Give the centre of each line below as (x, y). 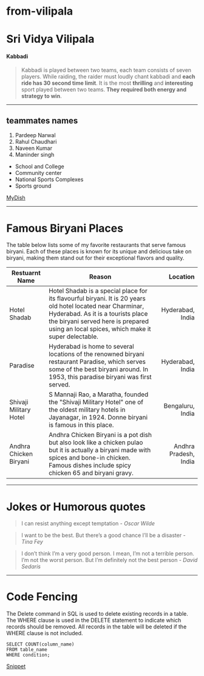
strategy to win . (41, 96)
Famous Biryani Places (65, 228)
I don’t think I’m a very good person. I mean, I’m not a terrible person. (107, 553)
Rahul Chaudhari (36, 142)
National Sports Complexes (49, 180)
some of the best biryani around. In (98, 369)
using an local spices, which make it (100, 329)
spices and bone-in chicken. (89, 458)
